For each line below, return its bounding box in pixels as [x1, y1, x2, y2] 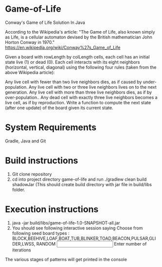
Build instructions [5, 155, 78, 166]
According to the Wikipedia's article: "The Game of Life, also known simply [5, 29, 155, 35]
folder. [12, 187, 25, 192]
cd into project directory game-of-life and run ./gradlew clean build [12, 176, 147, 182]
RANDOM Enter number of [36, 241, 147, 247]
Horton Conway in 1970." [5, 39, 55, 45]
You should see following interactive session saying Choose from [12, 225, 143, 231]
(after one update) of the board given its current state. [5, 105, 113, 111]
